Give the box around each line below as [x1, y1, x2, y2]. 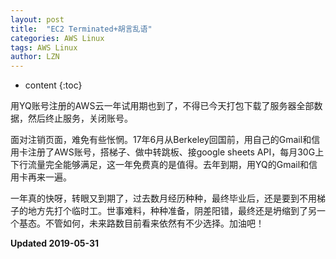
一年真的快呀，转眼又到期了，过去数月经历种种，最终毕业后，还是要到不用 [10, 192, 317, 205]
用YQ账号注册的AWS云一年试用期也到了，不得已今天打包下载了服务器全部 [10, 100, 315, 112]
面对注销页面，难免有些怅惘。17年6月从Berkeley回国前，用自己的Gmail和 [10, 134, 312, 146]
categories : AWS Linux [10, 33, 105, 43]
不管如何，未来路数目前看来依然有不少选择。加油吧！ [44, 217, 265, 230]
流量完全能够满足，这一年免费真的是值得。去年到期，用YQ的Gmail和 [27, 159, 310, 171]
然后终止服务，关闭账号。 [27, 112, 133, 125]
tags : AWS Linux [10, 42, 78, 53]
